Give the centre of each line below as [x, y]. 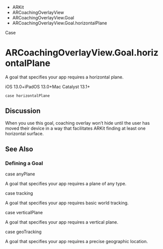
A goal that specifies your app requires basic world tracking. [67, 203]
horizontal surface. [24, 133]
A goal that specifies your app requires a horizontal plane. [64, 77]
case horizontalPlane [28, 96]
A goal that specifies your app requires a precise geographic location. [77, 242]
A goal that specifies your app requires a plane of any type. [66, 184]
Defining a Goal [24, 164]
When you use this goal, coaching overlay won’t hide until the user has [78, 123]
